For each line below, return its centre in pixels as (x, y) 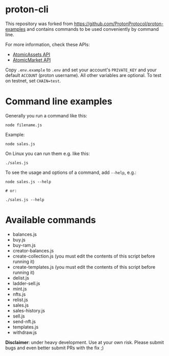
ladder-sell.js (26, 283)
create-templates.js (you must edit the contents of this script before (84, 267)
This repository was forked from (39, 24)
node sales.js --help (28, 182)
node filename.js (24, 125)
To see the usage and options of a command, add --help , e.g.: (71, 172)
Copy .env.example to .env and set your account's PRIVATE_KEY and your (81, 70)
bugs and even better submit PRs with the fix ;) (55, 348)
